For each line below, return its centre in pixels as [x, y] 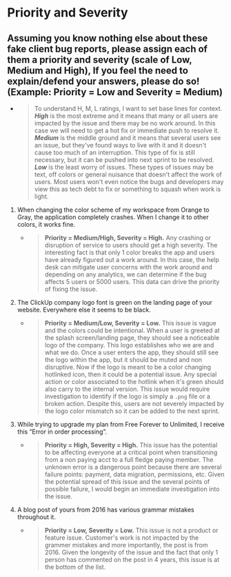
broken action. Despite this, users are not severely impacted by [134, 404]
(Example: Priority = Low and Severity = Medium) [115, 92]
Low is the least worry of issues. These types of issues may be [124, 167]
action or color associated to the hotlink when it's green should [134, 382]
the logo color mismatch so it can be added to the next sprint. [132, 411]
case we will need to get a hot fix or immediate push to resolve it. [127, 130]
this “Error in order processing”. [62, 432]
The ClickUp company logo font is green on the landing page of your [114, 302]
